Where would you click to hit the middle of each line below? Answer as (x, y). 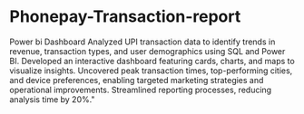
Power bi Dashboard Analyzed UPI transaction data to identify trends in (142, 42)
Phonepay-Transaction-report (125, 17)
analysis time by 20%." (52, 99)
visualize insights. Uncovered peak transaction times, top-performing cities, (151, 71)
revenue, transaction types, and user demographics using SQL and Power (147, 51)
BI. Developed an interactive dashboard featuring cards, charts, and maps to (152, 61)
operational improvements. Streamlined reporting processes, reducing (141, 90)
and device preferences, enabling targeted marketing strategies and (137, 80)
